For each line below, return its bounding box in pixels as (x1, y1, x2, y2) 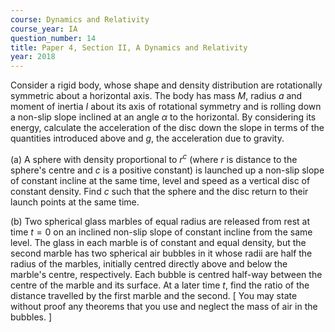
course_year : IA (10, 24, 78, 34)
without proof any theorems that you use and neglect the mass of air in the (10, 300, 318, 312)
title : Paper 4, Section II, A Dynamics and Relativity (10, 42, 248, 53)
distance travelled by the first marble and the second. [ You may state (10, 289, 298, 301)
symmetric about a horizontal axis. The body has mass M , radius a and (10, 90, 303, 102)
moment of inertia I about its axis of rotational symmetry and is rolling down (10, 101, 322, 113)
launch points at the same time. (10, 196, 140, 208)
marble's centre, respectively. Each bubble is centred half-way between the (10, 268, 323, 280)
